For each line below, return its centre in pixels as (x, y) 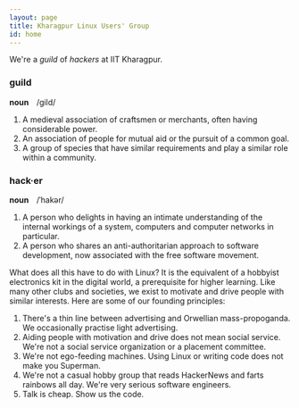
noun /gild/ (33, 102)
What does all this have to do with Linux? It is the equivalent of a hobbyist (144, 272)
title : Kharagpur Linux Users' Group (79, 26)
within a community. (59, 157)
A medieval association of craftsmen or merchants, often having (140, 119)
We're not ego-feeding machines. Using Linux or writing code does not (153, 356)
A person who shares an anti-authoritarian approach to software (140, 246)
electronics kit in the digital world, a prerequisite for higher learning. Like (142, 281)
